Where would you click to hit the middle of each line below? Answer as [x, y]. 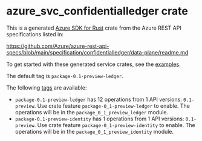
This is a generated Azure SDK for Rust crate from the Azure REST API [94, 28]
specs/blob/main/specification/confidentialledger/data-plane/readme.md [97, 52]
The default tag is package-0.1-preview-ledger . [65, 76]
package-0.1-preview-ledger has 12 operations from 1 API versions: [99, 99]
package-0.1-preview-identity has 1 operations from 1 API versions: [99, 119]
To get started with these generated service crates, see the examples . [93, 64]
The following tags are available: [47, 87]
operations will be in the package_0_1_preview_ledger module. [92, 112]
